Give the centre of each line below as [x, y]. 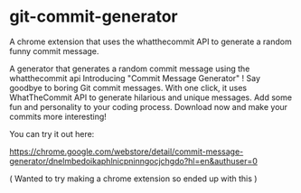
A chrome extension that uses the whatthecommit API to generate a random [150, 41]
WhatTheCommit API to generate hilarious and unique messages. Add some [150, 97]
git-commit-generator [94, 17]
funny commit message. [54, 51]
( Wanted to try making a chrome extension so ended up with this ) [133, 179]
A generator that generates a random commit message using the [130, 69]
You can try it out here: [52, 133]
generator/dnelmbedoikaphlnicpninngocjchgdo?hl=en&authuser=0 [133, 161]
